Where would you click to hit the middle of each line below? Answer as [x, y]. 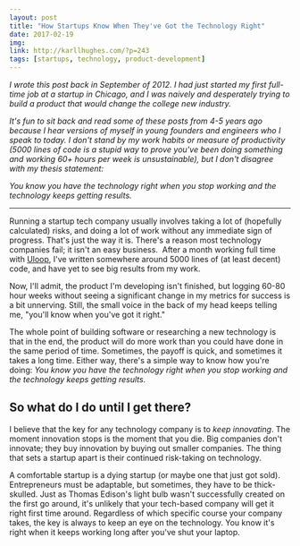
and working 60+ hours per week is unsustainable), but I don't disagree [142, 159]
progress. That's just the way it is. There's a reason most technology [135, 240]
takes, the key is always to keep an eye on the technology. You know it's [142, 522]
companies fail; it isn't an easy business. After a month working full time [143, 250]
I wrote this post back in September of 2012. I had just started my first [138, 85]
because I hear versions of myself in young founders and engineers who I [145, 130]
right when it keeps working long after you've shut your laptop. [125, 532]
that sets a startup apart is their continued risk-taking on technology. [135, 457]
